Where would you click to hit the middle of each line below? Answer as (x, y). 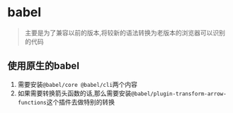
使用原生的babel (44, 66)
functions (32, 102)
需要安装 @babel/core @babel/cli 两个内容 (78, 84)
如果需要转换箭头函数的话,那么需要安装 (74, 93)
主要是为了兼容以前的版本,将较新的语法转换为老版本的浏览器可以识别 (125, 32)
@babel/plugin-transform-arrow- (178, 94)
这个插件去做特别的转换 (81, 102)
